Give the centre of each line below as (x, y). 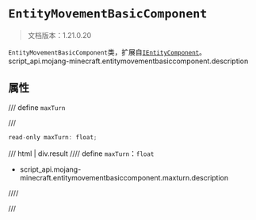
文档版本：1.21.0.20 (59, 35)
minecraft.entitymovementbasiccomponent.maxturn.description (124, 177)
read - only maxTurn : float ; (53, 137)
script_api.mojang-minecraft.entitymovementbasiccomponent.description (128, 61)
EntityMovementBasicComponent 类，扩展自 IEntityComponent (104, 52)
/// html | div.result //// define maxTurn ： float (81, 154)
